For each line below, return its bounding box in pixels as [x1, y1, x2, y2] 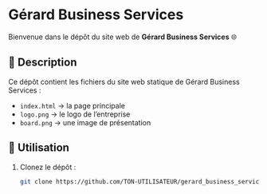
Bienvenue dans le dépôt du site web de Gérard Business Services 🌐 [8, 32, 238, 42]
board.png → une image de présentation [19, 117, 151, 127]
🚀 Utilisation [8, 141, 70, 155]
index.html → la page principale [19, 101, 126, 110]
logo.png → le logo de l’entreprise [19, 109, 131, 119]
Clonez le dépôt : [19, 162, 77, 172]
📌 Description [8, 56, 77, 69]
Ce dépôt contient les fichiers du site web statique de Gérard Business [8, 77, 241, 86]
